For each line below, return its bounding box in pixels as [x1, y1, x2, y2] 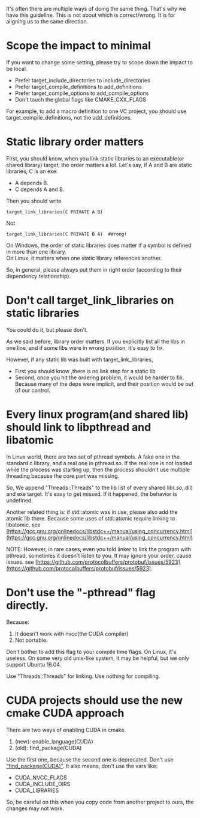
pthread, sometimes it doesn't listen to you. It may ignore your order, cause [6, 552, 192, 559]
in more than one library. [6, 248, 67, 255]
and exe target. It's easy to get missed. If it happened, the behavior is [6, 490, 177, 498]
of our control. [14, 386, 51, 394]
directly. [6, 598, 49, 612]
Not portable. [14, 636, 48, 644]
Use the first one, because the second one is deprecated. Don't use [6, 755, 174, 763]
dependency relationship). [6, 272, 71, 279]
